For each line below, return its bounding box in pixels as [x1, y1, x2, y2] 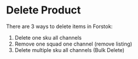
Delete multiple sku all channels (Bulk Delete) [14, 46, 125, 53]
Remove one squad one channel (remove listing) [14, 40, 133, 47]
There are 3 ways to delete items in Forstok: [6, 23, 113, 30]
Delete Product [6, 4, 81, 17]
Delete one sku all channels [14, 34, 82, 41]
